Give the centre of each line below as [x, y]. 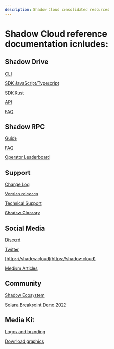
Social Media [25, 228]
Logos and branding [25, 331]
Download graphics [24, 341]
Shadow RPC [25, 127]
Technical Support [24, 203]
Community [23, 283]
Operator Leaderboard [27, 157]
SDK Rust [15, 93]
